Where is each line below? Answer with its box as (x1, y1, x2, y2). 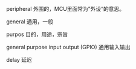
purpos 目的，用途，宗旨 (6, 31, 68, 38)
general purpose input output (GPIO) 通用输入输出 (6, 44, 131, 50)
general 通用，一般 (6, 18, 53, 25)
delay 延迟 (6, 56, 32, 63)
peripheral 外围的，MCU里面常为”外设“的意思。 (6, 5, 125, 12)
